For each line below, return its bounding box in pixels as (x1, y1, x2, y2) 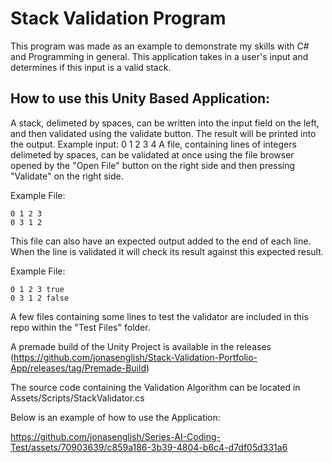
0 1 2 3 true (10, 284, 65, 294)
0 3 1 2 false (10, 293, 70, 303)
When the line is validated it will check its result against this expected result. (10, 245, 324, 257)
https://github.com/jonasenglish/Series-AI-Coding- (10, 430, 221, 442)
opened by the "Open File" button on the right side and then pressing (10, 159, 296, 171)
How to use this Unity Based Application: (10, 90, 271, 107)
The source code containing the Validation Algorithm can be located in (10, 381, 301, 393)
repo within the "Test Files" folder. (10, 321, 151, 333)
